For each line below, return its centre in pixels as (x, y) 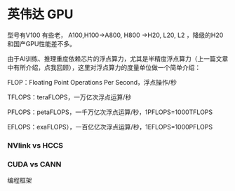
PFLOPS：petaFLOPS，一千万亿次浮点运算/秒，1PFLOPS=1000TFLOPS (110, 112)
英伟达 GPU (40, 14)
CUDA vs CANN (34, 164)
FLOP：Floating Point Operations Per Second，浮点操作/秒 (92, 82)
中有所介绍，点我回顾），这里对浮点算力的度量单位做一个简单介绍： (104, 67)
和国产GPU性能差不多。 (41, 43)
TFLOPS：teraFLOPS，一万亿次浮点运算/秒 (69, 97)
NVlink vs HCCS (35, 146)
